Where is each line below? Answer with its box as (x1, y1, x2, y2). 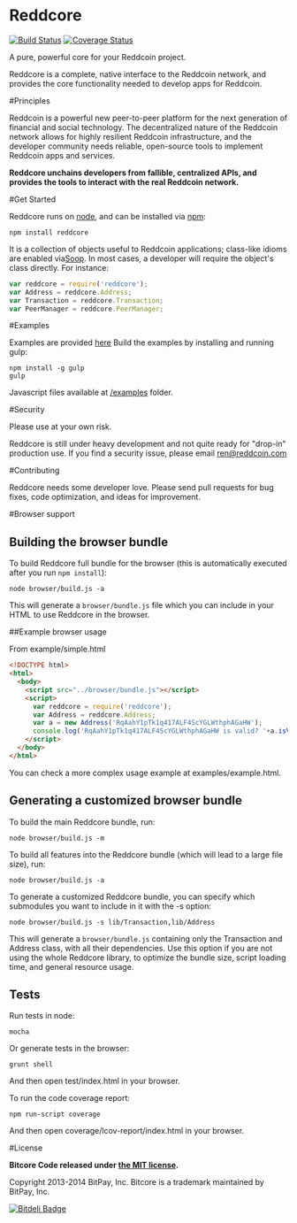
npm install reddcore (9, 227, 89, 237)
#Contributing (9, 465, 60, 476)
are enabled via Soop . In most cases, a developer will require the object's (9, 253, 274, 264)
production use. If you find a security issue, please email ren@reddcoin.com (9, 448, 287, 458)
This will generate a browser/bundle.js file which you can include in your (9, 600, 274, 611)
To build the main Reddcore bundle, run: (9, 816, 156, 827)
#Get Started (9, 194, 57, 204)
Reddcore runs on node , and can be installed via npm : (9, 211, 206, 221)
